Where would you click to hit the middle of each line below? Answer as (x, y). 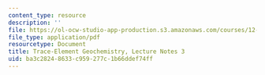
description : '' (35, 23)
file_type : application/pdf (54, 37)
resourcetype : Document (47, 45)
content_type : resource (47, 15)
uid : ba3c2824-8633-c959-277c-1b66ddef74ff (81, 59)
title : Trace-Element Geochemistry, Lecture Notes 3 (97, 52)
